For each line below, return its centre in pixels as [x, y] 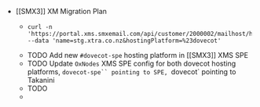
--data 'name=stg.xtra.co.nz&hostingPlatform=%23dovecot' [124, 41]
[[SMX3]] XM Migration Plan [61, 11]
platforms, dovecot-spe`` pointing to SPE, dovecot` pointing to [132, 72]
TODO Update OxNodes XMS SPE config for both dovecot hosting [132, 63]
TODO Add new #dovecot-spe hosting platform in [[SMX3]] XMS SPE [138, 55]
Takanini [41, 80]
